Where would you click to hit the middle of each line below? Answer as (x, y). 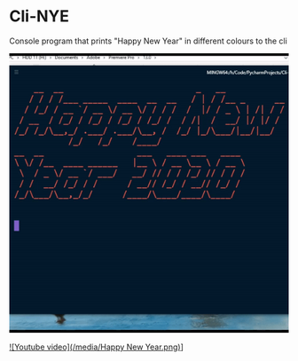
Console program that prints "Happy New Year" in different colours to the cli (149, 41)
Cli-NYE (39, 16)
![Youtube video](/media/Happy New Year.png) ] (97, 347)
